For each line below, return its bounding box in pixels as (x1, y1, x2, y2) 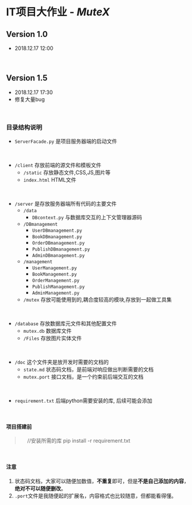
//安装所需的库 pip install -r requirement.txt (27, 437, 131, 444)
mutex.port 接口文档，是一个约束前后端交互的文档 (23, 373, 144, 380)
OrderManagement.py (32, 277, 80, 284)
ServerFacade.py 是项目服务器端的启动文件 (14, 138, 118, 145)
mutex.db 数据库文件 (23, 327, 72, 335)
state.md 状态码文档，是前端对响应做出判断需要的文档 (23, 366, 154, 373)
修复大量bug (14, 95, 45, 103)
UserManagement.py (32, 265, 77, 271)
